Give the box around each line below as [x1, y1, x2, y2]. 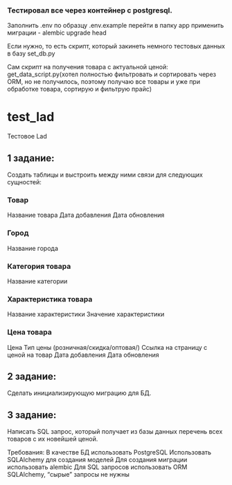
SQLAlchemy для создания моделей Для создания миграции [7, 456, 188, 464]
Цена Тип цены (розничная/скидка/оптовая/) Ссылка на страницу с [7, 343, 208, 351]
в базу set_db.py [7, 49, 55, 58]
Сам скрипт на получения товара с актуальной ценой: [7, 63, 168, 71]
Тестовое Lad [7, 132, 47, 141]
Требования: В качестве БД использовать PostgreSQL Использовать [7, 448, 212, 457]
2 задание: [7, 370, 57, 382]
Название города [7, 244, 59, 252]
